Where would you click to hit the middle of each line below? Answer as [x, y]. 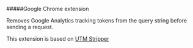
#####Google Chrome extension [48, 9]
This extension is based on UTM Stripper [58, 39]
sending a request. [30, 27]
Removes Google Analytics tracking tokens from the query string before [97, 20]
